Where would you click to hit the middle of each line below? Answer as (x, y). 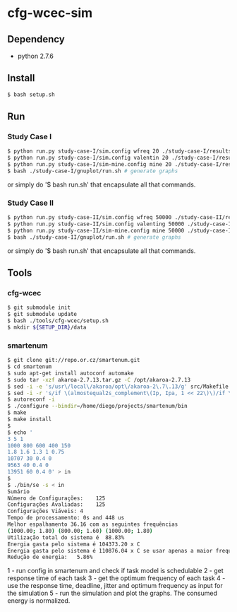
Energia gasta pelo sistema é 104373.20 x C (74, 544)
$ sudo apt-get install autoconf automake (71, 373)
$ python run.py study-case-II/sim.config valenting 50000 (96, 224)
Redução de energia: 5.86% (50, 557)
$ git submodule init (39, 308)
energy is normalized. (39, 601)
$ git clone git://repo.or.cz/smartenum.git (74, 360)
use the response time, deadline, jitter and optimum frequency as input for (115, 586)
